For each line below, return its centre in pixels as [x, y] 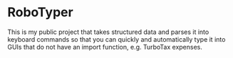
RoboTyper [40, 12]
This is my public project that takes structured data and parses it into [108, 32]
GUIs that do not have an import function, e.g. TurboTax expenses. [105, 47]
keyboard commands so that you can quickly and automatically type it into [116, 39]
